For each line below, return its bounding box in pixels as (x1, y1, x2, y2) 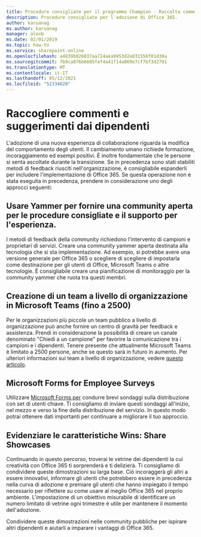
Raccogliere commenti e (6, 107, 130, 120)
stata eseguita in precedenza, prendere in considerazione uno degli (6, 177, 173, 184)
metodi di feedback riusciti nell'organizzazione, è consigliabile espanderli (6, 164, 187, 172)
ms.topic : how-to (6, 42, 50, 48)
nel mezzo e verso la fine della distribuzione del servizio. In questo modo (6, 407, 186, 414)
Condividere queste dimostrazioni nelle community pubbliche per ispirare (6, 518, 187, 525)
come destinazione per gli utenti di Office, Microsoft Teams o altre (6, 261, 169, 268)
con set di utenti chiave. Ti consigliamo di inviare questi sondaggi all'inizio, (6, 400, 190, 407)
